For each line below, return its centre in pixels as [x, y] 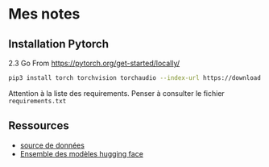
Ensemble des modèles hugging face [81, 153]
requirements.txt [37, 101]
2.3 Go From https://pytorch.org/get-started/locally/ [94, 63]
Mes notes [44, 14]
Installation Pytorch [59, 44]
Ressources [39, 126]
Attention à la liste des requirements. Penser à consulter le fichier [117, 93]
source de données [52, 145]
